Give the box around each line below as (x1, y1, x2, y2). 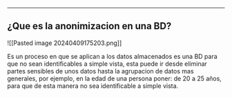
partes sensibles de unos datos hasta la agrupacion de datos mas (7, 67, 195, 75)
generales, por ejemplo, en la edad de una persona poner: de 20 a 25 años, (7, 74, 222, 82)
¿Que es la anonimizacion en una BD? (7, 20, 172, 32)
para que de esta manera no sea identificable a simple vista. (7, 81, 179, 90)
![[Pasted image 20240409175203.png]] (7, 39, 122, 47)
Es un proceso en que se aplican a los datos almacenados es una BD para (7, 52, 217, 60)
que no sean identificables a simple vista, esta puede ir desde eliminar (7, 60, 207, 68)
